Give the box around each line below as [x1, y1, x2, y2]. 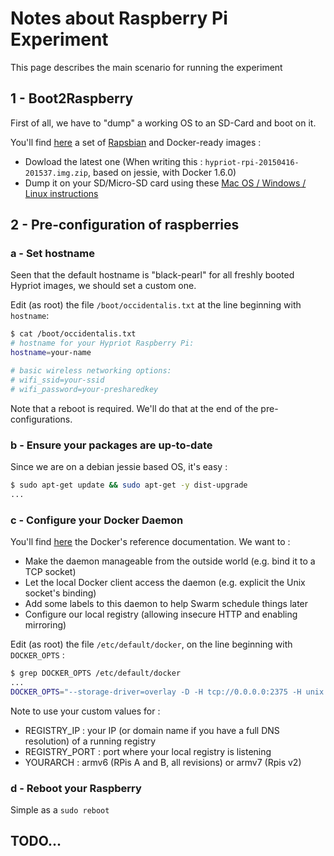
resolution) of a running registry [24, 735, 157, 747]
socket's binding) [24, 587, 97, 599]
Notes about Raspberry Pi [10, 7, 228, 30]
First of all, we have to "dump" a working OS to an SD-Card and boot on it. [10, 117, 317, 129]
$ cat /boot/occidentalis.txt [10, 329, 137, 339]
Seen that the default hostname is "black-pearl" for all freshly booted [10, 269, 295, 281]
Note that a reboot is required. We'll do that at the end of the [10, 402, 259, 414]
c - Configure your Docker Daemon [10, 513, 184, 527]
